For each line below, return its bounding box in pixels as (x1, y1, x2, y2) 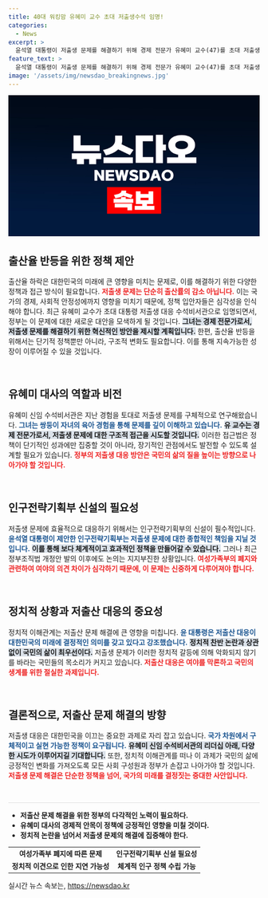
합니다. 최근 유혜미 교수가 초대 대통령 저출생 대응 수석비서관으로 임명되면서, (22, 307, 258, 317)
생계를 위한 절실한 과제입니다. (8, 667, 100, 677)
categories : (8, 21, 48, 30)
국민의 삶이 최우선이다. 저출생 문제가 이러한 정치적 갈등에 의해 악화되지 (22, 647, 242, 657)
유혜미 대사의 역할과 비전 (8, 388, 122, 401)
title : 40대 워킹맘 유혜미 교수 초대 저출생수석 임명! (8, 13, 164, 21)
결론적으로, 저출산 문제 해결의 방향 (8, 708, 167, 722)
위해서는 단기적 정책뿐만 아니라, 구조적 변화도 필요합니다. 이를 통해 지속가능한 (8, 337, 249, 346)
